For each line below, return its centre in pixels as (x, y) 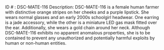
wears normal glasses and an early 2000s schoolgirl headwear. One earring (82, 17)
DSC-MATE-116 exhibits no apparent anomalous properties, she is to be (78, 33)
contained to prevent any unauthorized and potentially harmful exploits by (80, 38)
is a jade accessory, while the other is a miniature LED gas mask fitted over (81, 22)
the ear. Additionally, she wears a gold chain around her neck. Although (78, 28)
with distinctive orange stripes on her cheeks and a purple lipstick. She (77, 12)
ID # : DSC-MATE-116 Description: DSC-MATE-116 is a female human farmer (82, 7)
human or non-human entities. (36, 43)
